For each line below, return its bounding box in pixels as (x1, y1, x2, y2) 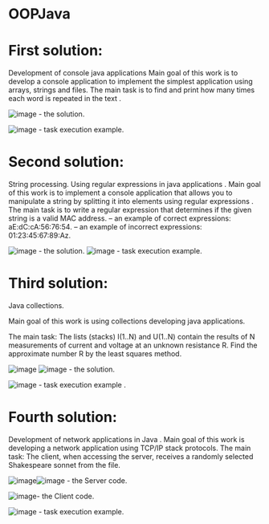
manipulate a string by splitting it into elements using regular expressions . (8, 197, 255, 206)
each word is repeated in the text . (8, 94, 122, 104)
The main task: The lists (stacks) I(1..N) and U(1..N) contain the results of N (8, 332, 255, 341)
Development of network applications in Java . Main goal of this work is (8, 434, 245, 444)
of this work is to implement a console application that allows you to (8, 188, 233, 197)
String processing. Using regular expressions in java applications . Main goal (8, 180, 261, 189)
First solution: (8, 42, 103, 60)
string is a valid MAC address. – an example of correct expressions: (8, 213, 231, 223)
